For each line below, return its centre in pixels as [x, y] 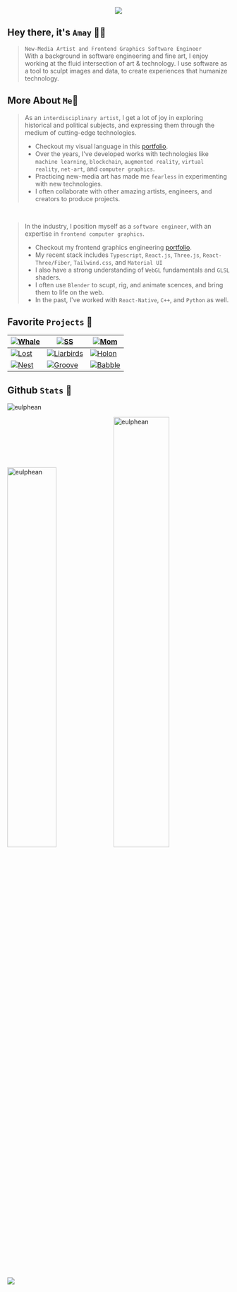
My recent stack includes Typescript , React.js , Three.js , [118, 255]
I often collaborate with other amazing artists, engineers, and [123, 191]
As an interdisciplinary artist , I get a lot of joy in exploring [114, 117]
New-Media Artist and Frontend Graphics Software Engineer [113, 49]
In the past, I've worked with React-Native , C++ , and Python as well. [132, 299]
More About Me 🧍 [43, 101]
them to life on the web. [69, 292]
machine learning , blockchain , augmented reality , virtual [120, 161]
